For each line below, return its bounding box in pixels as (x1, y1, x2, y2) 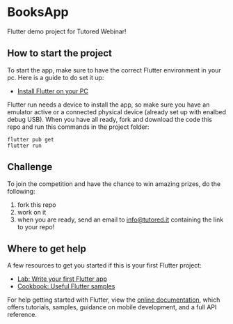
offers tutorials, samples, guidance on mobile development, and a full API (7, 303, 217, 311)
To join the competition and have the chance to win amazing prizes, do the (7, 179, 221, 188)
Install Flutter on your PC (17, 86, 89, 95)
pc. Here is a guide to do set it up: (7, 73, 104, 82)
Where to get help (7, 242, 87, 254)
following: (7, 187, 35, 195)
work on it (17, 208, 47, 216)
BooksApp (7, 4, 69, 20)
